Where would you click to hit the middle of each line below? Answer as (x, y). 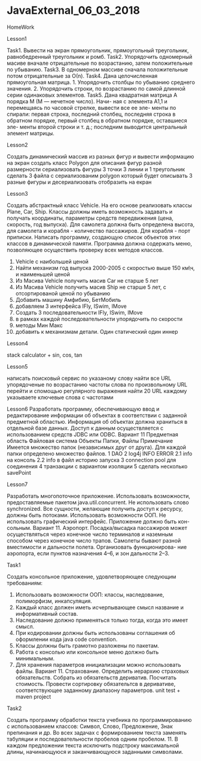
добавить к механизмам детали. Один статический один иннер (97, 331)
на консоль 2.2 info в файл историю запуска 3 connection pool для (92, 460)
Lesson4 (18, 343)
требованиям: (25, 583)
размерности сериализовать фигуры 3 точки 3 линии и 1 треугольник (96, 169)
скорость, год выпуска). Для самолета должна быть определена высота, (101, 224)
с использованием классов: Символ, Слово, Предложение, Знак (90, 726)
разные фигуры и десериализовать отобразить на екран (79, 182)
